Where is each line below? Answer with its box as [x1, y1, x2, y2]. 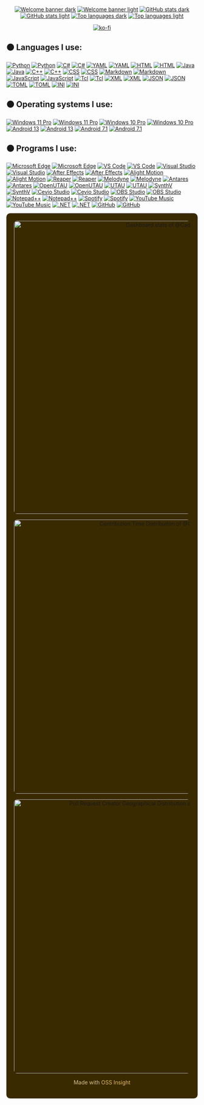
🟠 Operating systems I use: [6, 99, 114, 109]
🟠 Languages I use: [6, 43, 83, 53]
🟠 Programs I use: [6, 144, 77, 154]
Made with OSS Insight [73, 1079, 131, 1086]
